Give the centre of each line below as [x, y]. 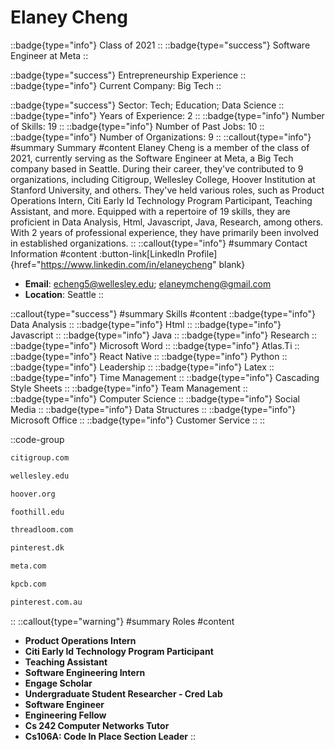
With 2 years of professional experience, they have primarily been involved [164, 232]
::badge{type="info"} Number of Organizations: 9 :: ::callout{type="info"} [161, 137]
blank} [232, 264]
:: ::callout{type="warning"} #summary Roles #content [122, 621]
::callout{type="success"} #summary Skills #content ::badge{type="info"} [163, 313]
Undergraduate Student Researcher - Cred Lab [123, 693]
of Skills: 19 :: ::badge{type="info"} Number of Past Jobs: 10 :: [137, 126]
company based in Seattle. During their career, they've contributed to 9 [157, 168]
